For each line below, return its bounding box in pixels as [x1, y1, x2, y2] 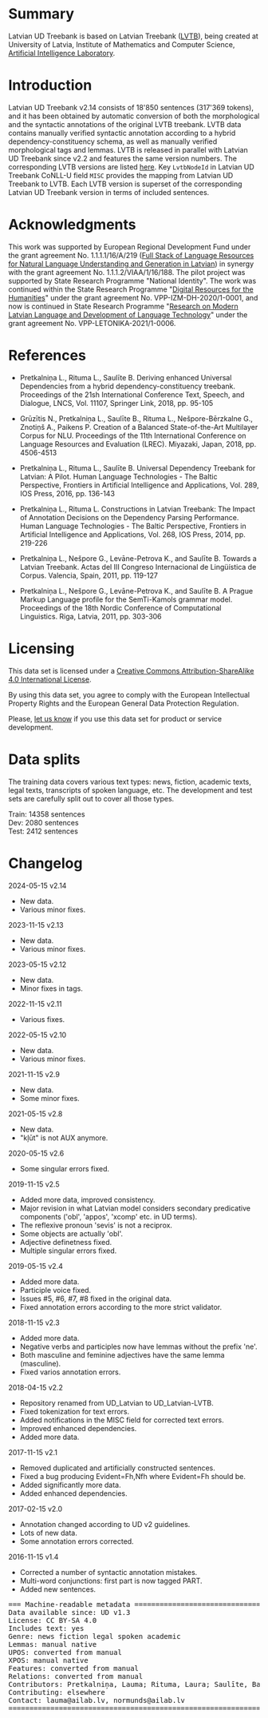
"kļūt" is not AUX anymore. [19, 1132, 108, 1143]
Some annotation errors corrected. [19, 1536, 134, 1546]
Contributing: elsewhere [8, 1688, 105, 1696]
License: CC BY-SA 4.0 [8, 1616, 97, 1625]
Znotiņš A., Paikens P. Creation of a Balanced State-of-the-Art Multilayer [19, 422, 258, 431]
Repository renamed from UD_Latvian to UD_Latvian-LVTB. [19, 1398, 214, 1407]
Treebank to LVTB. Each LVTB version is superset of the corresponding [8, 179, 242, 189]
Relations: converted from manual [8, 1672, 144, 1680]
